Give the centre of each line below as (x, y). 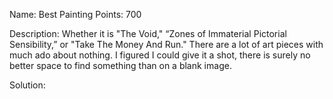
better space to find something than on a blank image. (120, 65)
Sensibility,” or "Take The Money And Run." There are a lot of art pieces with (166, 44)
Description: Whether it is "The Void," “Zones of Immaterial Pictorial (148, 33)
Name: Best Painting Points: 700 (75, 14)
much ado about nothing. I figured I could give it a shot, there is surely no (160, 55)
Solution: (27, 85)
